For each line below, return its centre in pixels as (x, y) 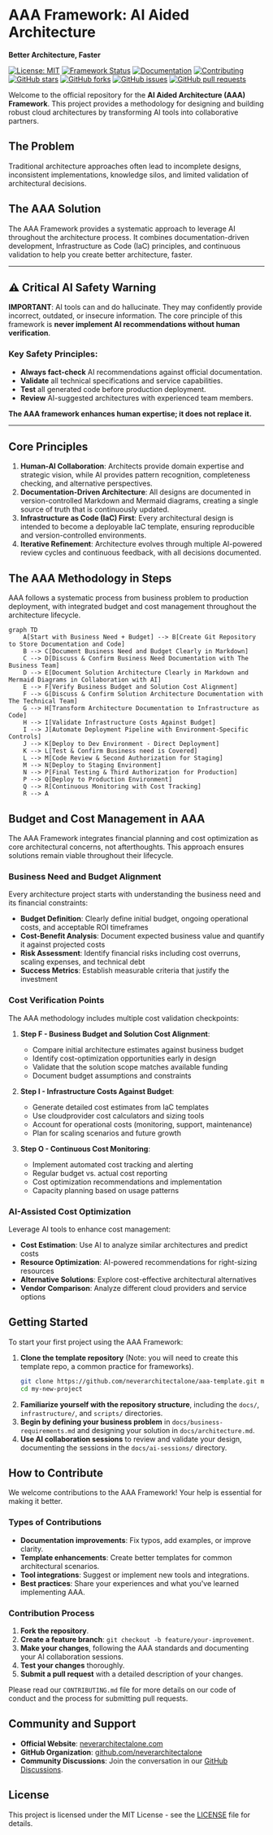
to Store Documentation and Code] (67, 644)
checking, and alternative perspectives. (86, 484)
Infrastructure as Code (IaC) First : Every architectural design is (127, 518)
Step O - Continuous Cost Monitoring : (85, 1149)
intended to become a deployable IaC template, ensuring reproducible (137, 527)
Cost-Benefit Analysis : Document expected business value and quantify (142, 936)
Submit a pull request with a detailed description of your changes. (132, 1674)
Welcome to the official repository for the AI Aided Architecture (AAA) (127, 94)
